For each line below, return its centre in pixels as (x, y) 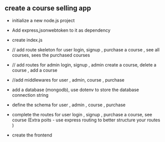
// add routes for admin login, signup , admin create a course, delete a (84, 64)
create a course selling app (48, 8)
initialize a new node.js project (43, 20)
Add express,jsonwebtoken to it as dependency (61, 30)
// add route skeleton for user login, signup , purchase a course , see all (86, 49)
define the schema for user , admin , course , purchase (69, 105)
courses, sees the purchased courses (51, 55)
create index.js (27, 40)
